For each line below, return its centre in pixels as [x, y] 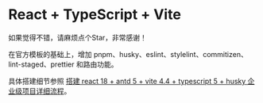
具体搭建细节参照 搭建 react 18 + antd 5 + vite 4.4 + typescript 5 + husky [127, 81]
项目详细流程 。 [46, 91]
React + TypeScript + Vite [95, 15]
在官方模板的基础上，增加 [50, 54]
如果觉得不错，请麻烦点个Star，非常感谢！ [77, 37]
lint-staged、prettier [41, 64]
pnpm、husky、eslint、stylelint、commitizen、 [170, 54]
